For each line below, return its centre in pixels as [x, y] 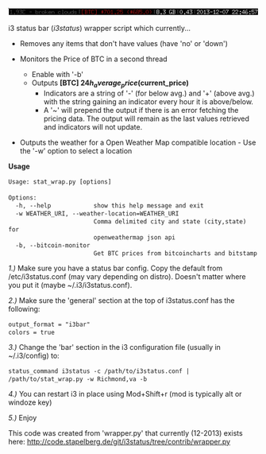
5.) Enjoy [23, 417]
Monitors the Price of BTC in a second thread [94, 59]
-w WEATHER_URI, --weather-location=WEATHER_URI [97, 213]
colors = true [32, 332]
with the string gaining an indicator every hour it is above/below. [148, 101]
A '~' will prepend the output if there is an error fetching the [141, 110]
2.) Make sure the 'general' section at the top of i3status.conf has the [121, 300]
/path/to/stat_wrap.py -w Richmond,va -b [78, 379]
